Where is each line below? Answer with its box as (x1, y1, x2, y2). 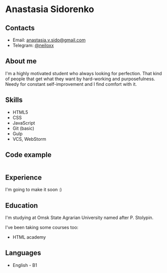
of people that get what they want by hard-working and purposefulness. (5, 76, 155, 82)
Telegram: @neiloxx (12, 42, 54, 48)
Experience (5, 173, 42, 182)
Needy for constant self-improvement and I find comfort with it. (5, 81, 137, 87)
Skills (5, 96, 23, 104)
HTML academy (12, 234, 46, 240)
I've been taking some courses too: (5, 225, 79, 231)
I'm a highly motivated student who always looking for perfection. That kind (5, 70, 162, 76)
